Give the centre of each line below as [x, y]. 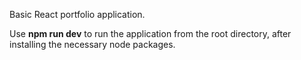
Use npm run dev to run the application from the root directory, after [150, 33]
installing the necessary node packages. [92, 44]
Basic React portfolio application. [77, 14]
